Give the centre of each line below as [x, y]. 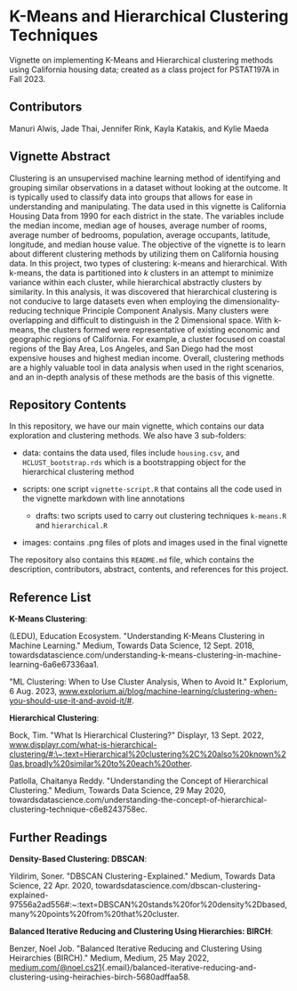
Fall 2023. [28, 78]
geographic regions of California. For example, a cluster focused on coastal [148, 339]
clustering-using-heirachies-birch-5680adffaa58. [100, 977]
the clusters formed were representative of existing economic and [159, 329]
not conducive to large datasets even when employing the [116, 301]
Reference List [50, 598]
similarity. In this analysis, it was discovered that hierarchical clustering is [143, 291]
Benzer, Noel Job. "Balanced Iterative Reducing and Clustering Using [136, 948]
